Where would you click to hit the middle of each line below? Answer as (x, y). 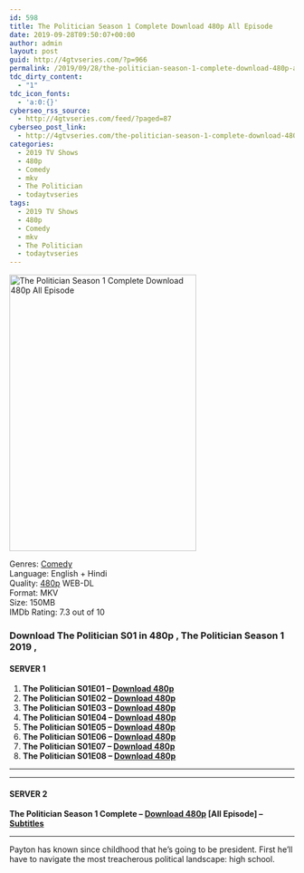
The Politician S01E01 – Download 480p (98, 689)
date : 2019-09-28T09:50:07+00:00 (72, 34)
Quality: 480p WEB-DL (52, 583)
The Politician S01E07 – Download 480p (99, 747)
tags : (19, 204)
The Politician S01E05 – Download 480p (99, 727)
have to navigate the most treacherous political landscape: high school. (142, 859)
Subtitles (27, 824)
